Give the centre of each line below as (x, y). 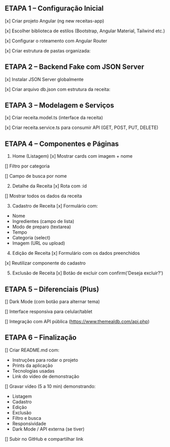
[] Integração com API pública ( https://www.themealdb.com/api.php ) (77, 322)
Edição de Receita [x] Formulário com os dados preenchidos (76, 253)
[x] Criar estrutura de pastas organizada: (48, 50)
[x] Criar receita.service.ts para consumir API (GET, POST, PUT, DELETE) (82, 127)
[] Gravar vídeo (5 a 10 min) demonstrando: (50, 386)
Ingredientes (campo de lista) (43, 221)
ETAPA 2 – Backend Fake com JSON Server (75, 67)
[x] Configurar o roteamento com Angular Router (56, 41)
